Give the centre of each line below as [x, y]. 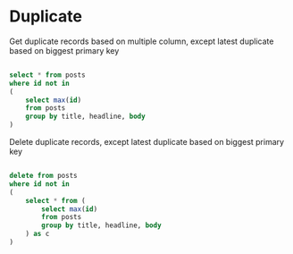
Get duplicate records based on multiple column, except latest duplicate [142, 41]
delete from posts [43, 176]
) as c [38, 234]
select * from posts [48, 75]
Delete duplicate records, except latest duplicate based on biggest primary [146, 142]
